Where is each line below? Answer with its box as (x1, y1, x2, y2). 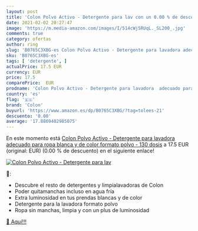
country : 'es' (6, 91, 41, 97)
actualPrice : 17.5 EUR (6, 63, 62, 70)
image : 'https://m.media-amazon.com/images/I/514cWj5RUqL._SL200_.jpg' (6, 25, 186, 31)
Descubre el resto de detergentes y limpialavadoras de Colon (14, 181, 164, 189)
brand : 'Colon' (6, 102, 44, 108)
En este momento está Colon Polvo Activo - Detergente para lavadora (6, 135, 175, 142)
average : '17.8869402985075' (6, 119, 78, 125)
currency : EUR (6, 69, 41, 75)
